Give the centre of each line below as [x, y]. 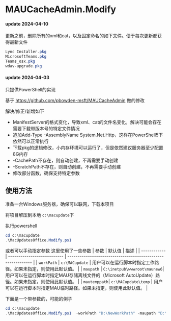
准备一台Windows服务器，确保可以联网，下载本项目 [60, 204]
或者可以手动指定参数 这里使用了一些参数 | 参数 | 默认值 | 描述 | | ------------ [85, 251]
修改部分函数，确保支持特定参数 [46, 173]
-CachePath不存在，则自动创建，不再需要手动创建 [65, 160]
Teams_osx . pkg [20, 61]
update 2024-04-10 [27, 23]
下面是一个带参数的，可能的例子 [39, 299]
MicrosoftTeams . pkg [26, 57]
